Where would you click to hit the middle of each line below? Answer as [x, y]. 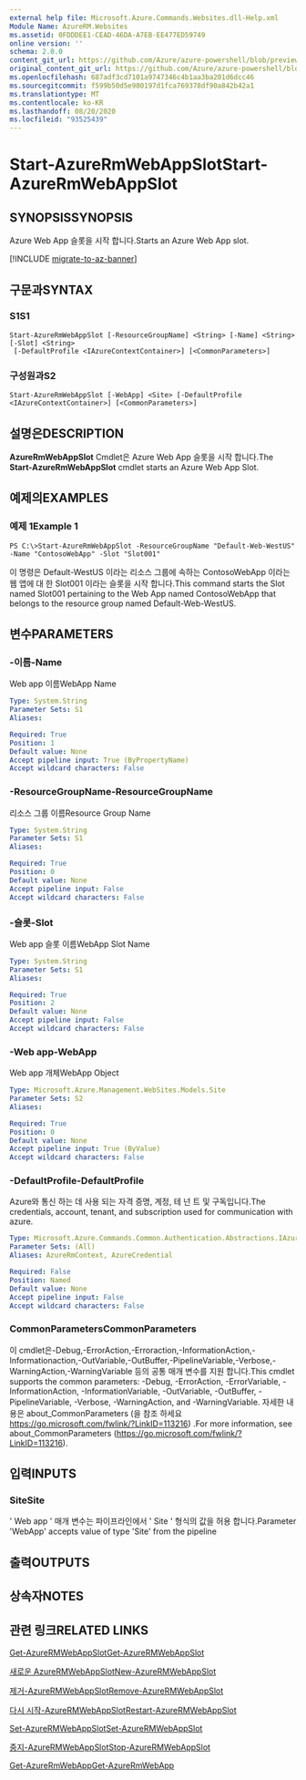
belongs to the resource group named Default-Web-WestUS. [123, 603]
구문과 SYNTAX [51, 289]
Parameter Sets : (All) [52, 1247]
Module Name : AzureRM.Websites [69, 26]
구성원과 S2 [33, 376]
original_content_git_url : [61, 69]
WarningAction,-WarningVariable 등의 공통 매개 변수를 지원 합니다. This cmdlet [152, 1371]
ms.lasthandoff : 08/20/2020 [63, 111]
